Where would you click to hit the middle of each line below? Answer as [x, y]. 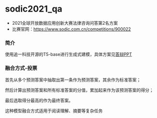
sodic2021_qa [34, 9]
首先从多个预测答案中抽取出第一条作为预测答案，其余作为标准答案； [73, 80]
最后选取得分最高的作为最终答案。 [39, 100]
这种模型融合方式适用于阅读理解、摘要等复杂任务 [54, 111]
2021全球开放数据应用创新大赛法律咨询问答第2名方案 [65, 23]
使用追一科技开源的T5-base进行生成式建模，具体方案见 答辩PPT [69, 54]
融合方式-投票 [21, 68]
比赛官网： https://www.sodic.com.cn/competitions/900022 [71, 29]
